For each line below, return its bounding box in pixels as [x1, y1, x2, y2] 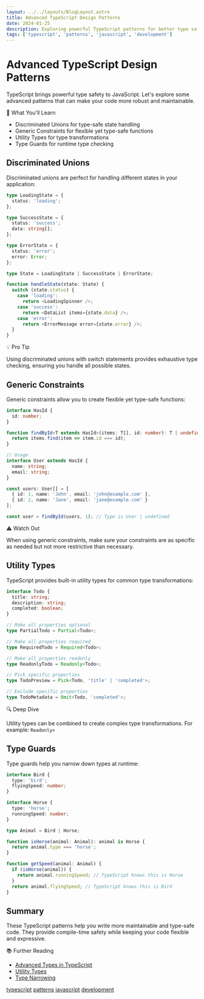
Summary [6, 906, 44, 916]
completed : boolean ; [12, 605, 64, 611]
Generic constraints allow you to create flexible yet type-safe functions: [6, 395, 186, 403]
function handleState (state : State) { [6, 281, 104, 288]
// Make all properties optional [6, 622, 91, 628]
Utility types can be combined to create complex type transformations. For [6, 719, 193, 727]
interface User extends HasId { [6, 458, 88, 464]
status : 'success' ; [12, 220, 61, 226]
